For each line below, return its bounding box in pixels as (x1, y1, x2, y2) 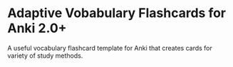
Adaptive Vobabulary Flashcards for (7, 5, 227, 21)
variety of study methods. (7, 51, 83, 60)
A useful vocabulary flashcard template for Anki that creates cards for (7, 43, 212, 52)
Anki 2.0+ (7, 20, 67, 36)
